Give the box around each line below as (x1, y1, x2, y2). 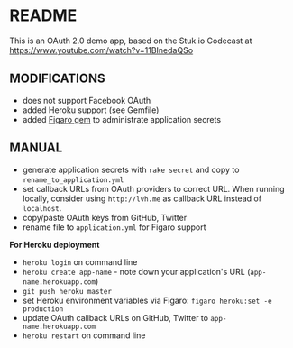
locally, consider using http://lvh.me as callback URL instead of (22, 193, 262, 204)
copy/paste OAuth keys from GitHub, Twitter (22, 212, 188, 223)
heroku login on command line (22, 256, 138, 267)
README (9, 5, 78, 26)
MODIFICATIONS (9, 71, 105, 87)
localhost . (22, 202, 62, 213)
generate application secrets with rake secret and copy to (22, 164, 240, 175)
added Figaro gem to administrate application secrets (22, 114, 222, 124)
